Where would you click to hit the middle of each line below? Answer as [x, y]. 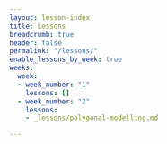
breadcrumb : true [42, 34]
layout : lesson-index [50, 18]
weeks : [22, 68]
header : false [36, 43]
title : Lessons [38, 26]
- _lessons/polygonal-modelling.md [92, 118]
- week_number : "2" [54, 101]
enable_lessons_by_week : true [66, 59]
